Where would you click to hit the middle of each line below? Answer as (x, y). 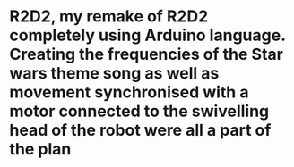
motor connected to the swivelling (139, 111)
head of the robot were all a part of (140, 130)
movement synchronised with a (129, 92)
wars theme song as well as (114, 74)
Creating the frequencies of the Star (147, 54)
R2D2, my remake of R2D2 (109, 17)
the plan (40, 150)
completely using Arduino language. (147, 35)
